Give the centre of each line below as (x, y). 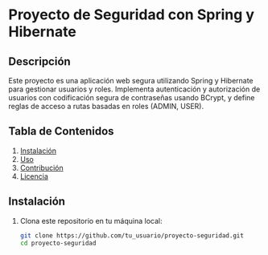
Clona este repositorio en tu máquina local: (91, 221)
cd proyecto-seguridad (58, 243)
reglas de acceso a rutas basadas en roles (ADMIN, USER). (106, 106)
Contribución (41, 168)
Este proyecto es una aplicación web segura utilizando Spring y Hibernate (131, 81)
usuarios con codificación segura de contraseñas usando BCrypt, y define (132, 97)
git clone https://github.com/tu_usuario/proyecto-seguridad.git (132, 235)
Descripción (39, 61)
